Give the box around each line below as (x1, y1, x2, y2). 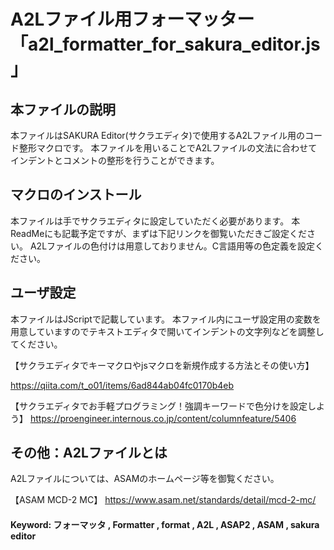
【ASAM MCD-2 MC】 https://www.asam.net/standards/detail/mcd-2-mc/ (10, 494, 317, 506)
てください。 (10, 338, 63, 350)
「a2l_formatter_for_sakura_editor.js (10, 33, 321, 56)
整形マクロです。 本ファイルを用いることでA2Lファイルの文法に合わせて (18, 142, 318, 154)
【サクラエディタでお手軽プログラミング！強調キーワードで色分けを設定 (10, 400, 308, 412)
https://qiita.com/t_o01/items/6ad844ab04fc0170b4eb (10, 379, 235, 391)
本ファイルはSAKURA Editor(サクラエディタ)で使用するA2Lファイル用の (10, 130, 305, 141)
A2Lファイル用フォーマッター (10, 8, 255, 31)
